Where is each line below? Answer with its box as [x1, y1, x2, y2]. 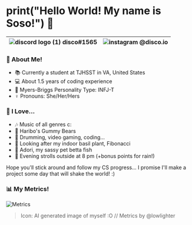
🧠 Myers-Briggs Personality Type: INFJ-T [14, 87, 115, 94]
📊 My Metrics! [6, 185, 49, 193]
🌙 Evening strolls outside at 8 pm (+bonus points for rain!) [14, 152, 155, 160]
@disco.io [139, 38, 168, 46]
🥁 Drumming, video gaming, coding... [14, 134, 105, 141]
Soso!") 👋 [6, 16, 54, 30]
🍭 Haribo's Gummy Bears [14, 127, 77, 134]
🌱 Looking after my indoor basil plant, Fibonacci [14, 140, 131, 147]
